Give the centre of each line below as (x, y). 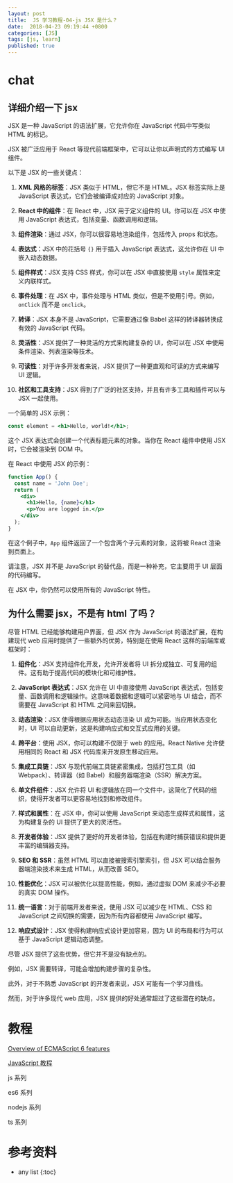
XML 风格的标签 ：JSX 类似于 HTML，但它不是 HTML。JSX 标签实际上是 (121, 187)
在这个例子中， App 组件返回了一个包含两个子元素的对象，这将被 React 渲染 (114, 543)
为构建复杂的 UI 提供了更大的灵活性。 (71, 822)
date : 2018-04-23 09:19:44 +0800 (58, 26)
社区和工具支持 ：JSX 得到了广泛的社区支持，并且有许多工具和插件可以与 (122, 389)
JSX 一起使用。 (40, 398)
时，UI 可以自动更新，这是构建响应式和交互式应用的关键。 (101, 728)
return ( (27, 490)
